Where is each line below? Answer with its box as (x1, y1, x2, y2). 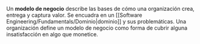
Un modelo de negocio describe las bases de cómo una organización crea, (6, 5, 195, 12)
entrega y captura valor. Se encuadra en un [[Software (6, 11, 142, 19)
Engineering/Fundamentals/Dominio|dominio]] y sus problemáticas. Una (6, 18, 187, 25)
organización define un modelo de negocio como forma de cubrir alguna (6, 24, 188, 31)
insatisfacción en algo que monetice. (6, 31, 98, 38)
